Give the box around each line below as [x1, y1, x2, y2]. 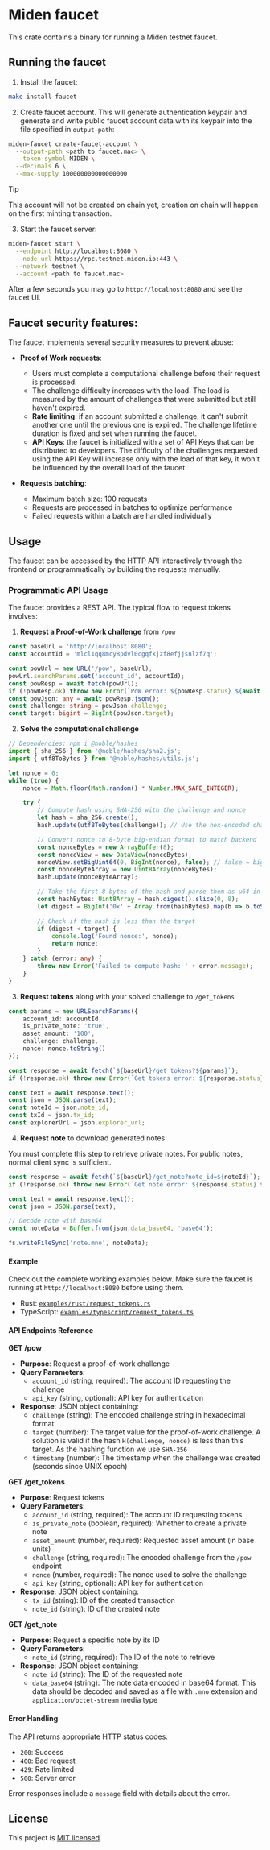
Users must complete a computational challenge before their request [31, 369, 260, 379]
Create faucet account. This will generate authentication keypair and [19, 107, 247, 117]
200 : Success [19, 1747, 64, 1757]
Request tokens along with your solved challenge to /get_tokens [19, 991, 235, 1001]
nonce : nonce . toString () [22, 1045, 106, 1053]
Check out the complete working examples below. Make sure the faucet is [8, 1274, 253, 1284]
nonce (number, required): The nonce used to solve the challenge [31, 1570, 247, 1579]
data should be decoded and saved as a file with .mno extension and [31, 1687, 258, 1696]
